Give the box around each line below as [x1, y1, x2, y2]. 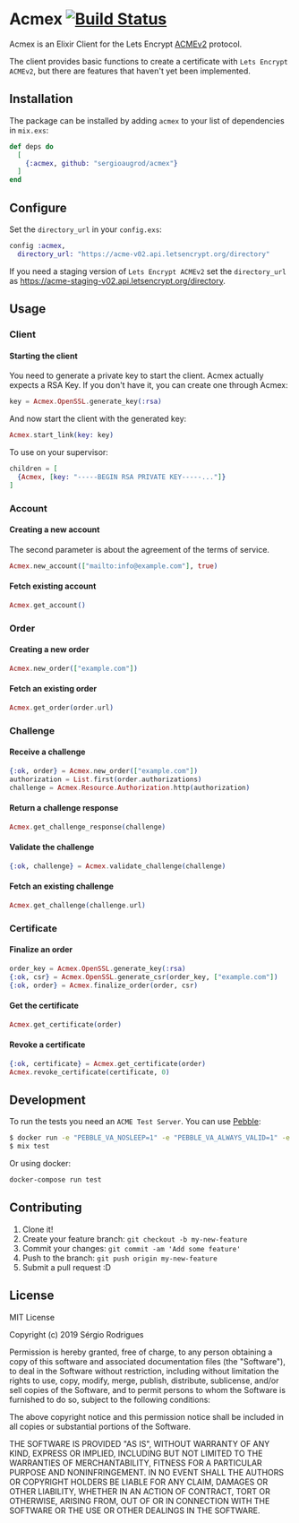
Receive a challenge [9, 746, 86, 757]
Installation [9, 91, 73, 107]
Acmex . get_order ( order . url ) [9, 703, 115, 712]
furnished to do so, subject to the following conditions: [9, 1394, 210, 1405]
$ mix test [9, 1142, 50, 1151]
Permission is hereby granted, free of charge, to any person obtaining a [9, 1347, 273, 1357]
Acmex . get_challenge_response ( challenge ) [9, 822, 167, 831]
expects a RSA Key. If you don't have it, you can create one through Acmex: [9, 380, 288, 391]
